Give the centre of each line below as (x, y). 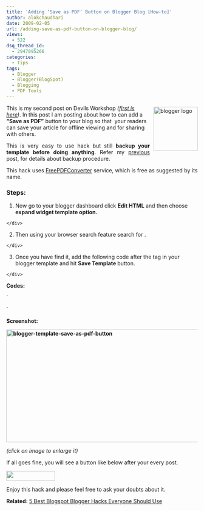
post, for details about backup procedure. (58, 158)
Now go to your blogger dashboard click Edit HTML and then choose (101, 206)
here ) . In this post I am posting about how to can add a (74, 114)
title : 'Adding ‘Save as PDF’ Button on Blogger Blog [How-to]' (89, 12)
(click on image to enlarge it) (42, 451)
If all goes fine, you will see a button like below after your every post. (92, 462)
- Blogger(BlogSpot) (38, 80)
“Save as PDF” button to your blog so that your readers (76, 121)
